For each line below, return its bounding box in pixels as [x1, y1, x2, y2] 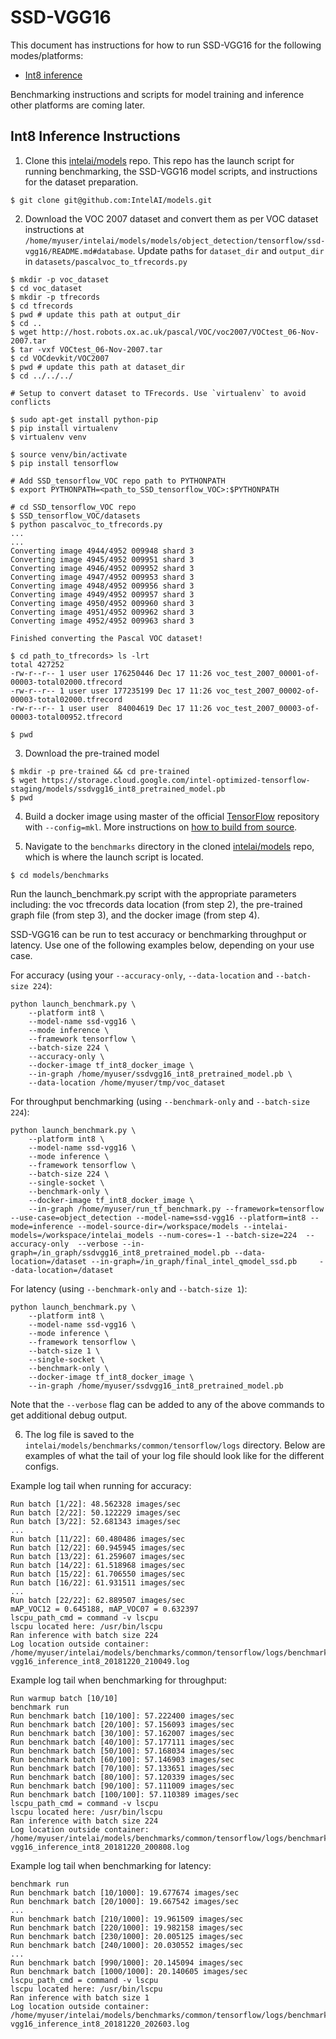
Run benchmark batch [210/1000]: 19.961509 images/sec [10, 1914, 244, 1924]
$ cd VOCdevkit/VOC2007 [10, 353, 110, 363]
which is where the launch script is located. [24, 851, 204, 863]
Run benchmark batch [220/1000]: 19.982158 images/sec [10, 1922, 244, 1933]
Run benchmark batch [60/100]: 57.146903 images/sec [10, 1754, 235, 1765]
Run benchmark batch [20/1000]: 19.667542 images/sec [10, 1896, 240, 1906]
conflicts [10, 397, 52, 407]
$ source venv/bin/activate [10, 449, 128, 460]
